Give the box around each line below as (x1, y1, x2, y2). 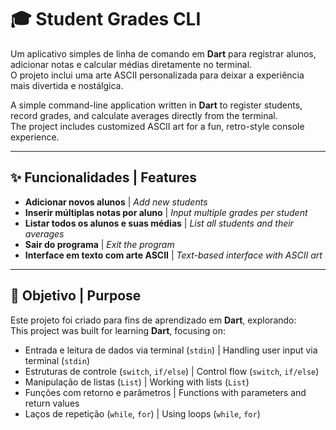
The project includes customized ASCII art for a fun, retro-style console (10, 120, 305, 132)
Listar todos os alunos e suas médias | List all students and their (24, 217, 294, 229)
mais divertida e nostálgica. (10, 79, 124, 91)
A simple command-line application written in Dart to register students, (10, 99, 303, 111)
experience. (10, 131, 60, 143)
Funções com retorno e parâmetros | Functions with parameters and (24, 386, 307, 398)
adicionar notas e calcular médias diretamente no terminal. (10, 58, 253, 70)
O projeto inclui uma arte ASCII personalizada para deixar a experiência (10, 69, 305, 81)
